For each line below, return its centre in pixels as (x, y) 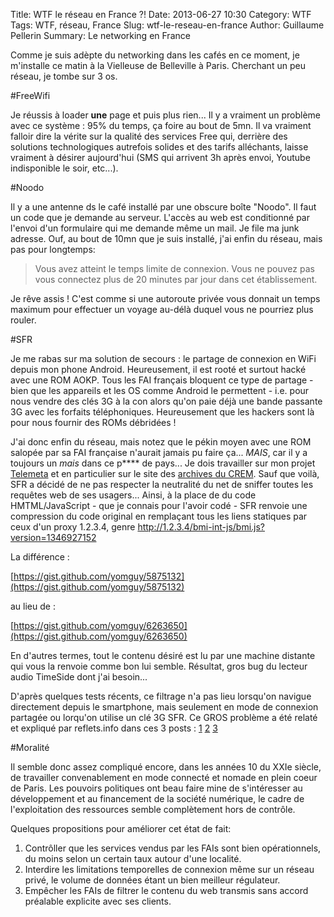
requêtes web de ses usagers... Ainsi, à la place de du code (133, 495)
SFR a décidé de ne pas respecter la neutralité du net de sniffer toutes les (162, 484)
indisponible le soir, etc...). (64, 168)
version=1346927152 (53, 537)
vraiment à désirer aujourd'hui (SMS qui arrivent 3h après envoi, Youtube (160, 157)
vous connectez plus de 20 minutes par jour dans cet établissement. (176, 279)
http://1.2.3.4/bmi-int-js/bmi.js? (201, 527)
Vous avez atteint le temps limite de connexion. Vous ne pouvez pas (174, 268)
